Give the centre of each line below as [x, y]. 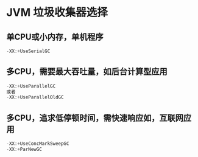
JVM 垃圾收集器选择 [57, 12]
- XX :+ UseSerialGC [28, 51]
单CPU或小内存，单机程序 [55, 37]
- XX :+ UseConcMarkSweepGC [38, 144]
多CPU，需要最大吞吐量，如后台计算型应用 [87, 72]
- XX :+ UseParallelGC [31, 86]
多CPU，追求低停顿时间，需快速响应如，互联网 [95, 118]
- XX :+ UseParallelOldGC [35, 97]
